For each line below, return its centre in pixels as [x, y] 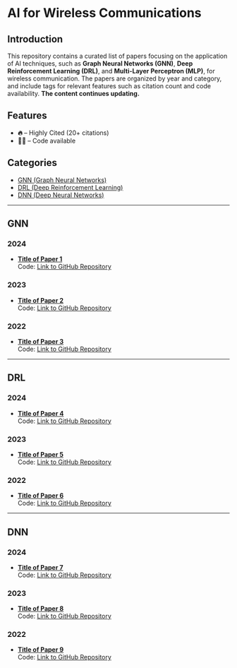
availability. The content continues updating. [73, 94]
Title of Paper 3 [41, 341]
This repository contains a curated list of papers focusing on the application [117, 56]
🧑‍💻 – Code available [47, 141]
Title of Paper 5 [40, 454]
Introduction [35, 39]
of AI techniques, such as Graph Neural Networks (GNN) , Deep [100, 64]
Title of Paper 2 [41, 300]
